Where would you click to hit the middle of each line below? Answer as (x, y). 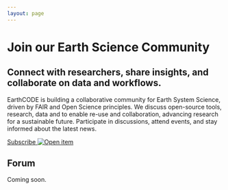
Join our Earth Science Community (109, 47)
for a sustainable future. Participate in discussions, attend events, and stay (112, 121)
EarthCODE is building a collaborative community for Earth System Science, (114, 99)
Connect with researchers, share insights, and (108, 72)
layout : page (26, 13)
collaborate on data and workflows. (84, 83)
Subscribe (22, 141)
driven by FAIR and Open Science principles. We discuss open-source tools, (115, 107)
